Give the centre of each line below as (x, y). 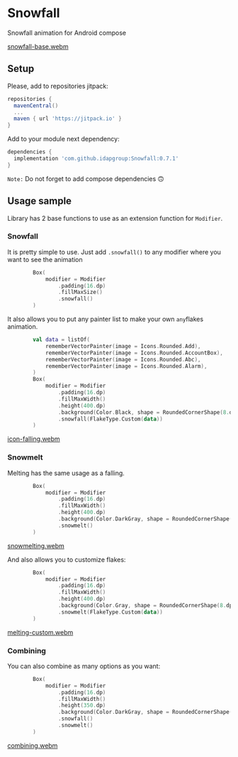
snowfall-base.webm (38, 46)
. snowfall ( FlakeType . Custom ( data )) (110, 419)
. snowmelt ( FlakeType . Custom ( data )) (110, 612)
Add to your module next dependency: (63, 139)
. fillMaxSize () (80, 293)
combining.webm (33, 745)
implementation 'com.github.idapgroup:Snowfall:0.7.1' (96, 158)
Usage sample (40, 201)
